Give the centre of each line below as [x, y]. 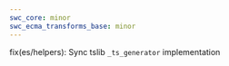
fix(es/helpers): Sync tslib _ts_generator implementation [115, 52]
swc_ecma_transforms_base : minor [73, 26]
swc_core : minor [40, 18]
